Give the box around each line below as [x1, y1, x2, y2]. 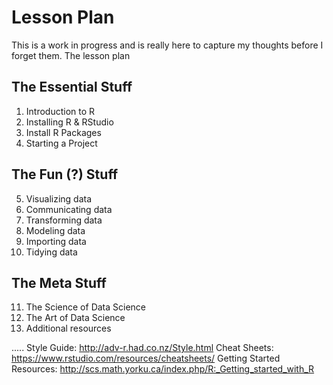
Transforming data [25, 214, 103, 226]
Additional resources [25, 322, 112, 335]
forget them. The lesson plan [11, 49, 131, 61]
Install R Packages [25, 126, 102, 138]
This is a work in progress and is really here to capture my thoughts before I [11, 39, 324, 51]
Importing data [25, 235, 87, 247]
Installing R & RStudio [25, 116, 114, 128]
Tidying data [25, 246, 78, 258]
